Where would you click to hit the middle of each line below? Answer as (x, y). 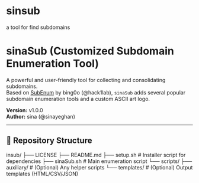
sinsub (23, 11)
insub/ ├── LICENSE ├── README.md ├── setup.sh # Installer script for (96, 155)
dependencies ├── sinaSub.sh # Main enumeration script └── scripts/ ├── (99, 161)
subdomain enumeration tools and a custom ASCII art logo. (78, 99)
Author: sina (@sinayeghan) (41, 116)
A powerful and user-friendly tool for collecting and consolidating (86, 80)
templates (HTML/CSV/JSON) (42, 174)
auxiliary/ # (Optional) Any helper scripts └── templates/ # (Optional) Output (99, 167)
